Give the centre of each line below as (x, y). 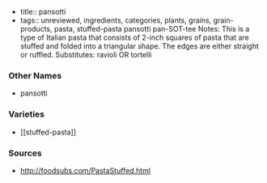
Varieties (26, 114)
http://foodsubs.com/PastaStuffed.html (85, 170)
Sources (25, 153)
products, (36, 29)
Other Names (35, 75)
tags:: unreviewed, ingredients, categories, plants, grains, (116, 20)
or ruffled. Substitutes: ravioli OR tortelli (86, 55)
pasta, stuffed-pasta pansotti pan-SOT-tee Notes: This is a (152, 29)
